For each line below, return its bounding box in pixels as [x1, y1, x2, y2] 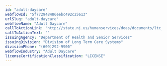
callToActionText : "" [5, 30, 50, 35]
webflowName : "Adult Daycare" [5, 21, 68, 26]
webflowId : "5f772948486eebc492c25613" [5, 12, 88, 17]
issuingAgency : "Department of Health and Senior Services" [5, 35, 133, 40]
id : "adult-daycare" [5, 7, 48, 12]
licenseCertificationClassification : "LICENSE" [5, 53, 106, 59]
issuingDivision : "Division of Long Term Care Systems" [5, 40, 123, 45]
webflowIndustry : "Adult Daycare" [5, 49, 77, 54]
